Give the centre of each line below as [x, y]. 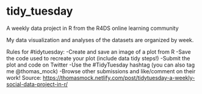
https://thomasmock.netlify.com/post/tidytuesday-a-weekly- [119, 78]
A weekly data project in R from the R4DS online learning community [92, 28]
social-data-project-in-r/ [37, 84]
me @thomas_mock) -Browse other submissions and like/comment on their [101, 71]
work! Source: [24, 78]
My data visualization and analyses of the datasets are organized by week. [100, 40]
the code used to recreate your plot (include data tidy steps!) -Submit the [98, 58]
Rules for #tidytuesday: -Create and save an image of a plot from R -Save [99, 52]
